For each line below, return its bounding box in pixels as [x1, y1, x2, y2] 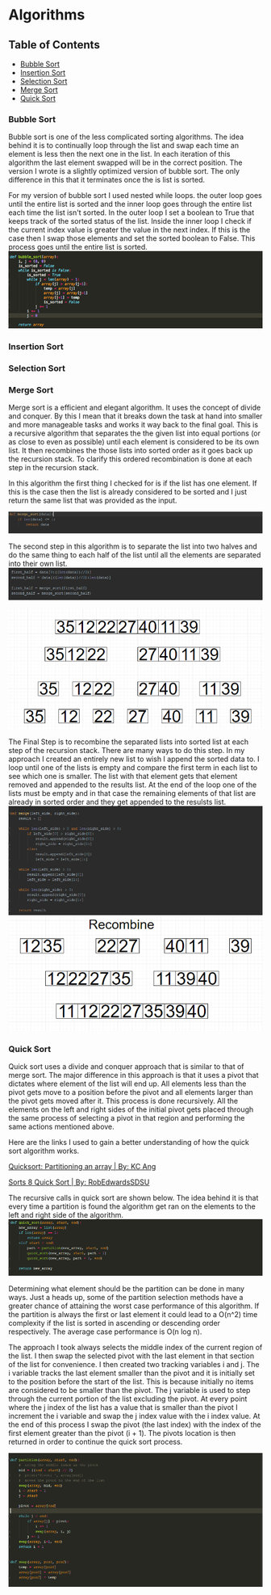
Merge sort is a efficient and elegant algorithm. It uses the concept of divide [8, 402, 261, 413]
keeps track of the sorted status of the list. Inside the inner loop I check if [8, 217, 252, 226]
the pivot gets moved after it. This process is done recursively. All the [8, 1096, 239, 1105]
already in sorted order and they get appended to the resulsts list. [8, 797, 227, 806]
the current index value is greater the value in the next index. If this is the [8, 225, 251, 235]
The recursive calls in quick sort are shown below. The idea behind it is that [8, 1193, 259, 1202]
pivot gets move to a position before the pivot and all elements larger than [8, 1087, 254, 1096]
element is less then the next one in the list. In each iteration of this [8, 149, 231, 159]
